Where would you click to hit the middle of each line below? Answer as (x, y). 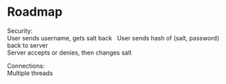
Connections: (26, 66)
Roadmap (35, 12)
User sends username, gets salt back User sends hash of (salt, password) (113, 38)
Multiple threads (30, 73)
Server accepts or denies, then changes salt (70, 53)
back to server (28, 45)
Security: (20, 31)
